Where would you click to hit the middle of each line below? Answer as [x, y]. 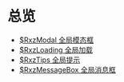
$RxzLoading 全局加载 [56, 49]
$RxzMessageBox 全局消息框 [68, 69]
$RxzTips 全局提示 [50, 60]
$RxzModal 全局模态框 [56, 40]
